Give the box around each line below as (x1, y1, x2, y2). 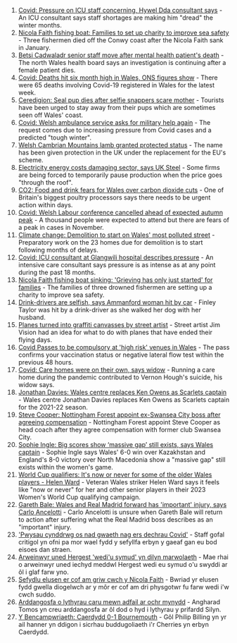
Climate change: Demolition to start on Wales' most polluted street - (18, 231, 215, 239)
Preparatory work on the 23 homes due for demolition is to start (18, 238, 203, 246)
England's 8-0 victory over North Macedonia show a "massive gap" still (18, 455, 226, 464)
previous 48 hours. (18, 358, 73, 366)
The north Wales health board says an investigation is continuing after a (18, 59, 226, 66)
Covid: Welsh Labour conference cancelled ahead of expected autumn (18, 208, 224, 216)
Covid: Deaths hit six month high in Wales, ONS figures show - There (18, 73, 218, 82)
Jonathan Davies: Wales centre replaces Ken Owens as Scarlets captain (18, 388, 227, 396)
